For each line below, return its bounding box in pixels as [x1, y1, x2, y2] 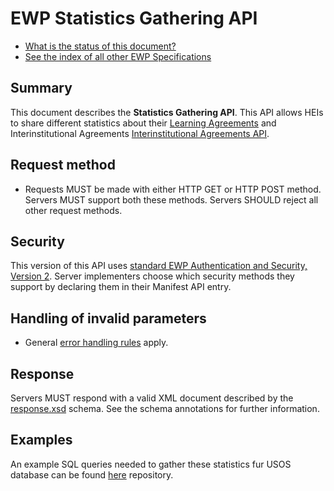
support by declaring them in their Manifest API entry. [10, 281, 232, 293]
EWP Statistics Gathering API [10, 7, 258, 30]
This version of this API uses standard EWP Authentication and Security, [10, 260, 308, 272]
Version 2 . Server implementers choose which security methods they [10, 270, 295, 282]
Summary [10, 80, 73, 97]
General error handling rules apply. [24, 337, 169, 349]
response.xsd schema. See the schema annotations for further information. [10, 403, 320, 414]
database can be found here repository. [10, 468, 174, 481]
